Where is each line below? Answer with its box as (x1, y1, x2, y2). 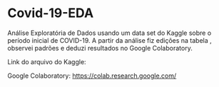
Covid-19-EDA (7, 5, 94, 21)
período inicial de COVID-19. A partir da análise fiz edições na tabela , (7, 36, 212, 44)
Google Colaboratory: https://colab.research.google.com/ (7, 71, 177, 80)
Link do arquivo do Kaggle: (7, 57, 87, 66)
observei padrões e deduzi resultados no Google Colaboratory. (7, 43, 193, 52)
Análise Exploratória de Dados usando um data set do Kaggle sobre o (7, 29, 212, 37)
